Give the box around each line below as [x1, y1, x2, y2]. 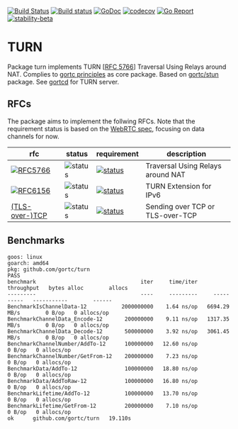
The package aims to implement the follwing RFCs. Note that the [7, 117, 195, 126]
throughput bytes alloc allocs [7, 284, 129, 291]
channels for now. [7, 132, 59, 140]
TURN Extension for [145, 181, 212, 191]
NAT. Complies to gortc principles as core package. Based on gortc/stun [7, 69, 220, 78]
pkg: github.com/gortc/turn [7, 266, 91, 273]
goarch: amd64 [7, 260, 50, 267]
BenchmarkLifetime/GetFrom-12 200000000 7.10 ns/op [7, 402, 198, 409]
